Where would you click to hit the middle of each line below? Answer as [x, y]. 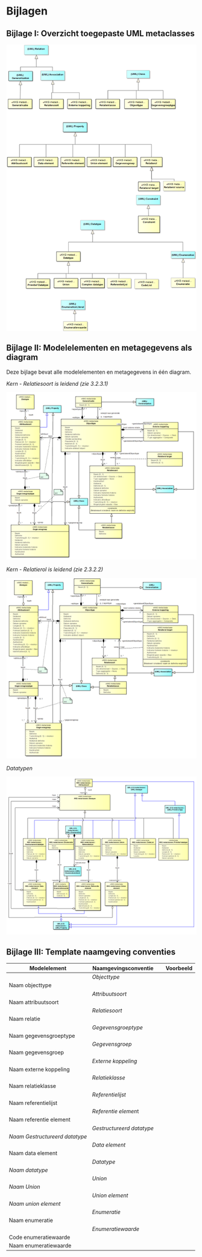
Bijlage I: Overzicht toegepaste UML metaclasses [100, 34]
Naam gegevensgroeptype [42, 1035]
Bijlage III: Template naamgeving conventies [91, 952]
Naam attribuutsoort [34, 1002]
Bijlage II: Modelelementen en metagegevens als [99, 348]
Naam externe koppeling [39, 1069]
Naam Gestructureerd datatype [48, 1136]
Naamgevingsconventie [123, 968]
